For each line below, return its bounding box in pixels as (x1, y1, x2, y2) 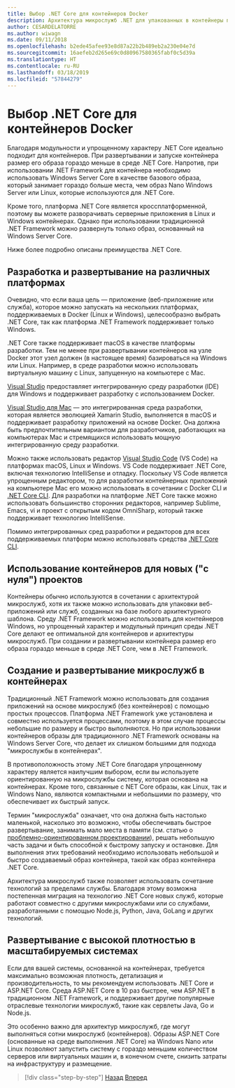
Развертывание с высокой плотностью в (7, 934, 196, 946)
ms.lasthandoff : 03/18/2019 (7, 69, 90, 76)
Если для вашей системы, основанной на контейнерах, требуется (7, 964, 205, 972)
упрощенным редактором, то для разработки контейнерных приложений (7, 476, 227, 485)
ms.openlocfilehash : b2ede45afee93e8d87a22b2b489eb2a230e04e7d (7, 43, 196, 50)
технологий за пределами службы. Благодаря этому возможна (7, 884, 197, 892)
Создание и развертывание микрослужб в (7, 664, 205, 677)
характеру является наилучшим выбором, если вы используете (7, 767, 199, 776)
